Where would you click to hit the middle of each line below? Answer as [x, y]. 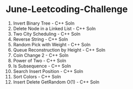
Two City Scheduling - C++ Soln [47, 34]
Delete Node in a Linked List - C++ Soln [54, 28]
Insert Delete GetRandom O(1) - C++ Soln [56, 82]
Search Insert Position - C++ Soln [48, 71]
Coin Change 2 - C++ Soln [41, 55]
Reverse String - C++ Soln [40, 39]
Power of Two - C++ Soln [39, 60]
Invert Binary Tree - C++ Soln [44, 23]
